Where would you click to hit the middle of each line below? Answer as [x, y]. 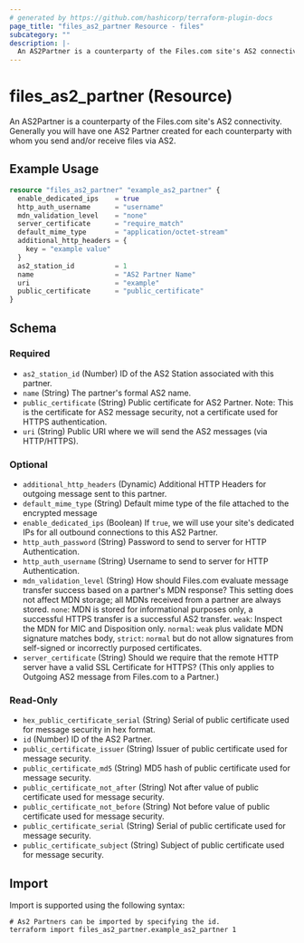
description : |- [40, 43]
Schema [33, 328]
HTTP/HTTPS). [50, 441]
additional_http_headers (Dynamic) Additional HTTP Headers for [144, 484]
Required [30, 354]
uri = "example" [89, 283]
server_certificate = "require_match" [100, 224]
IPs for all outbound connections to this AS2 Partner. [120, 532]
